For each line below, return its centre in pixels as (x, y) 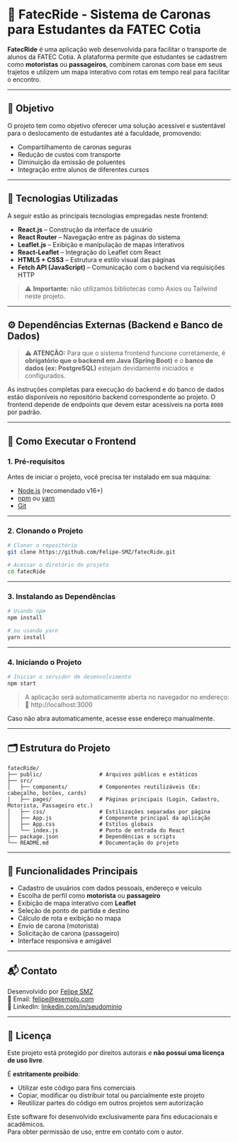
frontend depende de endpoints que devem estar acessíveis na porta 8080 (115, 405)
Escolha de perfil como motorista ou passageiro (89, 896)
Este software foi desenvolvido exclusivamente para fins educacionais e (113, 1116)
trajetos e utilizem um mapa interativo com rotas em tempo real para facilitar (119, 72)
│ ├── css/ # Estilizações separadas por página (109, 812)
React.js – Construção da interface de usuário (85, 229)
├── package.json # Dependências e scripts (91, 836)
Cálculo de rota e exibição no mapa (69, 919)
